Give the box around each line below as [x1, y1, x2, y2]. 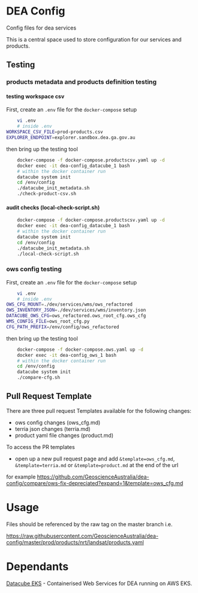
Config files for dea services [6, 24, 77, 31]
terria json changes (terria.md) [14, 425, 91, 432]
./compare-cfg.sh [17, 375, 61, 381]
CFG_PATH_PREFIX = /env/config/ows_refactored [6, 324, 119, 330]
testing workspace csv [6, 92, 65, 100]
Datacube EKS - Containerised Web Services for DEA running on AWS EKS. [6, 580, 193, 587]
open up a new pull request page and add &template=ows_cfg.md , [14, 455, 175, 462]
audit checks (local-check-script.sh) [6, 204, 100, 211]
